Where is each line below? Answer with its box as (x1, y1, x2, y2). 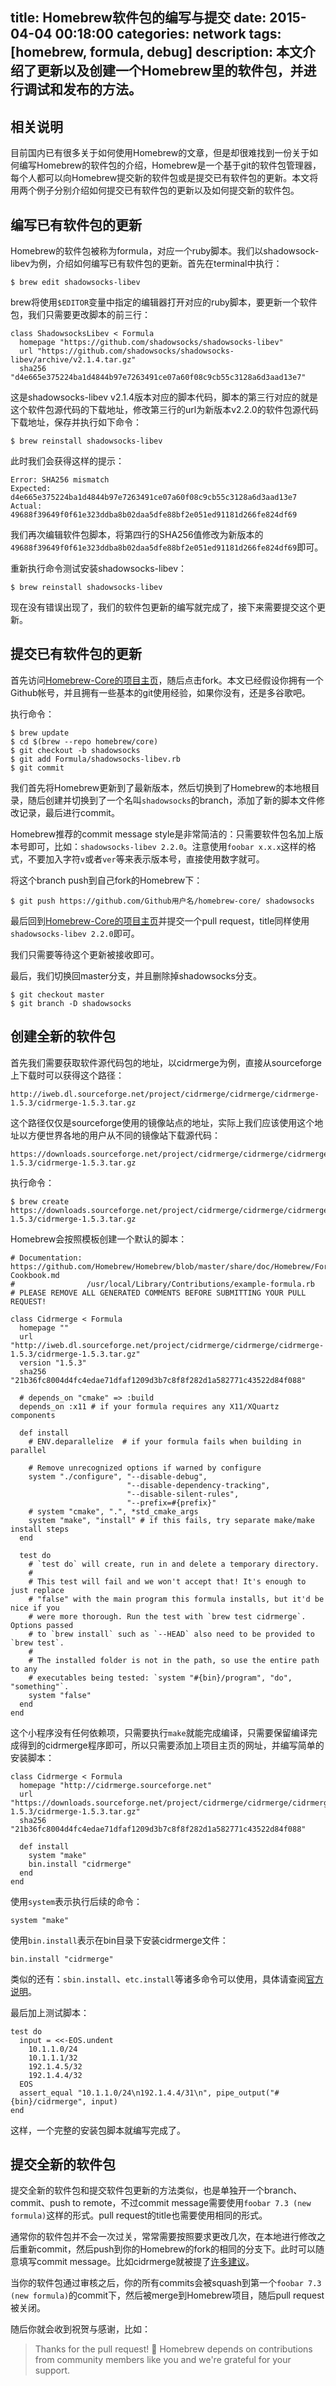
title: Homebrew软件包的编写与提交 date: (10, 9, 267, 27)
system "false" (28, 1690, 92, 1700)
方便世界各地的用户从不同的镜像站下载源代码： (27, 1129, 221, 1141)
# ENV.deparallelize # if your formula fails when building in (28, 1436, 302, 1447)
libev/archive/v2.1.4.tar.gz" (10, 355, 137, 365)
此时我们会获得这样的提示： (10, 455, 125, 467)
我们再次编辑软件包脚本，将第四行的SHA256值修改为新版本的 (10, 529, 264, 541)
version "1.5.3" (19, 1358, 87, 1368)
